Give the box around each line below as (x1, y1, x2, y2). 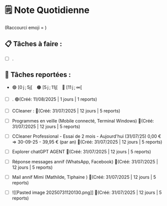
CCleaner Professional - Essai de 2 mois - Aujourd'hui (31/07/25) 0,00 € (12, 133, 161, 139)
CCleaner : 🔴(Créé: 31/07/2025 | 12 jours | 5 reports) (12, 108, 121, 114)
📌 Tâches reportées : (5, 70, 71, 79)
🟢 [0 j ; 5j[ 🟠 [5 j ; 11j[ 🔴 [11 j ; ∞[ (12, 84, 82, 90)
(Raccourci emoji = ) (5, 24, 47, 31)
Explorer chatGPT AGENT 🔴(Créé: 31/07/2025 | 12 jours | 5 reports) (12, 148, 151, 154)
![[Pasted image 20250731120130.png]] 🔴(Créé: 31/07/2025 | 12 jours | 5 (12, 189, 162, 195)
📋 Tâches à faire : (5, 40, 62, 48)
